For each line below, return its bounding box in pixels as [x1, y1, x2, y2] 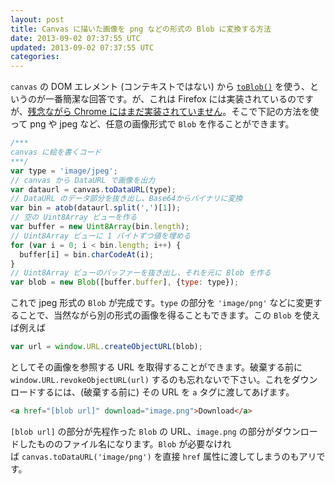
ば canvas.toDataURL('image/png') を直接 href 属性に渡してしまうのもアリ [10, 450, 317, 462]
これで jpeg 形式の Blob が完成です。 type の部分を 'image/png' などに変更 [10, 297, 314, 309]
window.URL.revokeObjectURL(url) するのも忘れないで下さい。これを [10, 374, 292, 385]
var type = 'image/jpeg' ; [10, 166, 118, 176]
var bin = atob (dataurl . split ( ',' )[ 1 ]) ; [10, 203, 182, 213]
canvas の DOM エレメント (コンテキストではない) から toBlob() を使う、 [10, 81, 311, 93]
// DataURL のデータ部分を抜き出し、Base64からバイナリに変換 [10, 194, 243, 204]
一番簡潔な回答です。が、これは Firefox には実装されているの [44, 93, 297, 105]
